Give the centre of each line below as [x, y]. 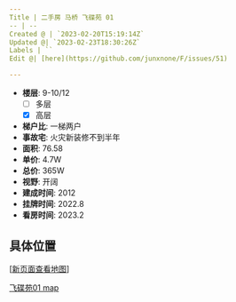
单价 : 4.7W [42, 160]
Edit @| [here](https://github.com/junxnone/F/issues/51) [118, 59]
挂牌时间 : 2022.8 [53, 204]
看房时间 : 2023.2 [53, 215]
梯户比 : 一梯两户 [51, 126]
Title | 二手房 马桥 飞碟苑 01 [62, 17]
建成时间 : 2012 [49, 193]
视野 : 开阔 [40, 182]
